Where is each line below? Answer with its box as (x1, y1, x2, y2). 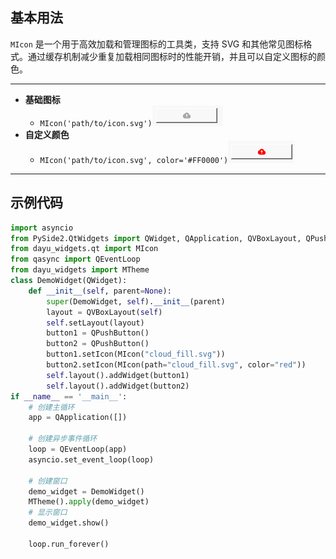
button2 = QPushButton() (46, 339, 150, 349)
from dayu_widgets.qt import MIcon (10, 244, 159, 254)
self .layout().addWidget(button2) (46, 381, 190, 391)
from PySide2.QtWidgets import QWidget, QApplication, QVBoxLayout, (10, 233, 302, 243)
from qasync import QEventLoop (10, 254, 141, 265)
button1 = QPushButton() (46, 328, 150, 338)
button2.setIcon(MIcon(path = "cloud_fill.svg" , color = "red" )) (46, 360, 307, 370)
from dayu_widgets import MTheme (10, 265, 150, 275)
